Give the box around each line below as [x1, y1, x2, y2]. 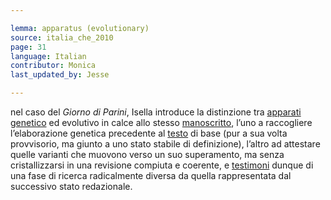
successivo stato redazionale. [10, 181, 133, 192]
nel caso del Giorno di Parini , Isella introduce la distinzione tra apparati [10, 106, 302, 118]
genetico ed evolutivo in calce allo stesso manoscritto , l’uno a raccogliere [10, 117, 313, 128]
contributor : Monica [10, 61, 97, 71]
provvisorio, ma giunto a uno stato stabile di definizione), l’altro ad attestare [10, 138, 321, 150]
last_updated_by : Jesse [10, 70, 110, 80]
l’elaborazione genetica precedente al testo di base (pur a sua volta [10, 127, 288, 139]
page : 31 [10, 42, 47, 52]
